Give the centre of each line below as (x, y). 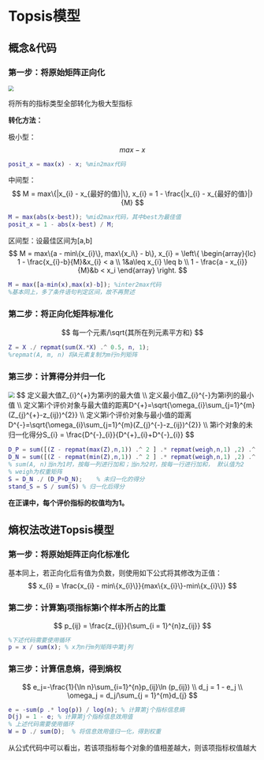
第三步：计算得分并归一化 (57, 376)
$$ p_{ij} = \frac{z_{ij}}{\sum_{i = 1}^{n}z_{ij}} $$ (132, 626)
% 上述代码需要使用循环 (41, 724)
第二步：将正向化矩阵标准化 (61, 314)
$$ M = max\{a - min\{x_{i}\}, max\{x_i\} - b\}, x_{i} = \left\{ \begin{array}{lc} (132, 254)
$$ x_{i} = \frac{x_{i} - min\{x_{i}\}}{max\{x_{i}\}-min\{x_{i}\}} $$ (132, 586)
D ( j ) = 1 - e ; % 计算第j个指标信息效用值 (71, 717)
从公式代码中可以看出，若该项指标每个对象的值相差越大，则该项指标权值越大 (132, 748)
